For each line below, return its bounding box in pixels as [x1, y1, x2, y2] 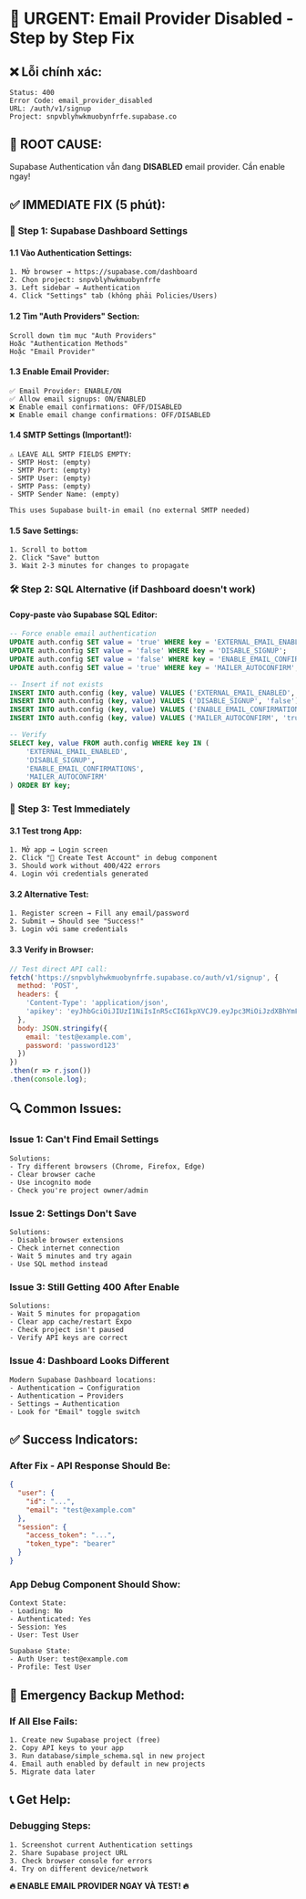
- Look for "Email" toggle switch [9, 1407, 141, 1416]
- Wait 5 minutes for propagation [9, 1309, 141, 1318]
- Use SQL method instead [9, 1259, 107, 1268]
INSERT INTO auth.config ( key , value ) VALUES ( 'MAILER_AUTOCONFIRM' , [9, 714, 280, 723]
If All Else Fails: [9, 1715, 78, 1727]
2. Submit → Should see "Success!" [9, 917, 145, 926]
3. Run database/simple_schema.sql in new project [9, 1751, 206, 1760]
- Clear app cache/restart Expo [9, 1317, 132, 1327]
